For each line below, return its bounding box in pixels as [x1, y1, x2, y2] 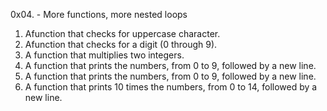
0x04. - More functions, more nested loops [10, 9, 188, 20]
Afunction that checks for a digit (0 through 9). [24, 39, 218, 50]
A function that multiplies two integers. [24, 49, 185, 61]
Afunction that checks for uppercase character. [24, 28, 221, 39]
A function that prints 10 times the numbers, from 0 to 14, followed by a [24, 81, 318, 93]
